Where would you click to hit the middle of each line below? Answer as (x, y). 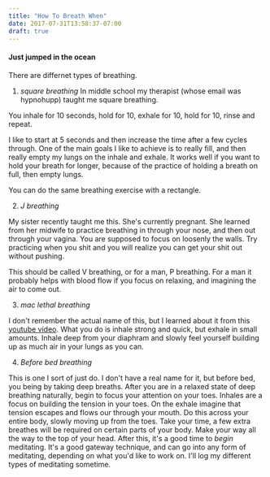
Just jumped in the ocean (52, 57)
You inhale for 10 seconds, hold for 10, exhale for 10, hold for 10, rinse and (132, 115)
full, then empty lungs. (46, 174)
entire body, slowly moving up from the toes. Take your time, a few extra (129, 421)
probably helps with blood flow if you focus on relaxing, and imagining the (133, 280)
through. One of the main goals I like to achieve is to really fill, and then (127, 148)
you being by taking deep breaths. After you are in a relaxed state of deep (132, 386)
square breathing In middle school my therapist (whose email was (131, 91)
